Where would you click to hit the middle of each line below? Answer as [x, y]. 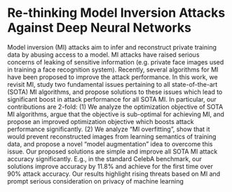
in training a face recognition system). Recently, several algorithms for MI [113, 69]
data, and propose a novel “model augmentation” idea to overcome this [110, 144]
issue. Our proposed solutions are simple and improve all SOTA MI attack [112, 151]
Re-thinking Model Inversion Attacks [116, 13]
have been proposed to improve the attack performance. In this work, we [113, 77]
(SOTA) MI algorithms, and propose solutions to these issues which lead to [115, 92]
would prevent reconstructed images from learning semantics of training [112, 136]
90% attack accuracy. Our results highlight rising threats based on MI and [114, 174]
